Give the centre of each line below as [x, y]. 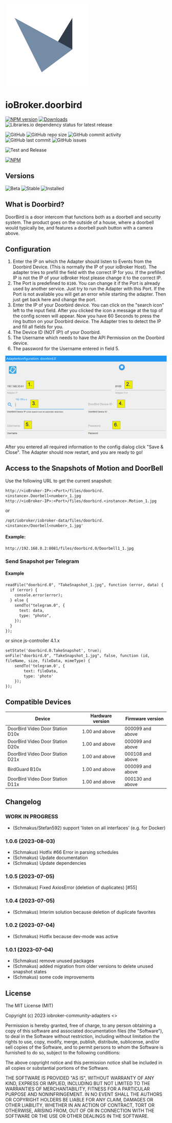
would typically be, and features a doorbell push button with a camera [79, 227]
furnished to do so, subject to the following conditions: [63, 1052]
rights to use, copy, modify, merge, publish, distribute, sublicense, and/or [82, 1042]
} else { [19, 600]
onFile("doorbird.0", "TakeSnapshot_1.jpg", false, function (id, [78, 656]
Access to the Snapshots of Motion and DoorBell [84, 469]
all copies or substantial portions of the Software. [57, 1068]
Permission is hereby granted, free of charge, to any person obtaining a [81, 1025]
